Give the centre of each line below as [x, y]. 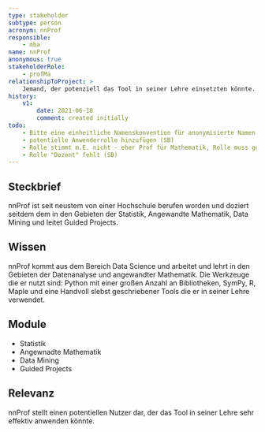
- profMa [37, 74]
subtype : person [35, 23]
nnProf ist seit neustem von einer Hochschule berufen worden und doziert [129, 206]
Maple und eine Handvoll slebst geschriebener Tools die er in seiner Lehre [129, 291]
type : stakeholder [38, 15]
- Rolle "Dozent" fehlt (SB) [70, 155]
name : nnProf [30, 52]
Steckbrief [35, 186]
